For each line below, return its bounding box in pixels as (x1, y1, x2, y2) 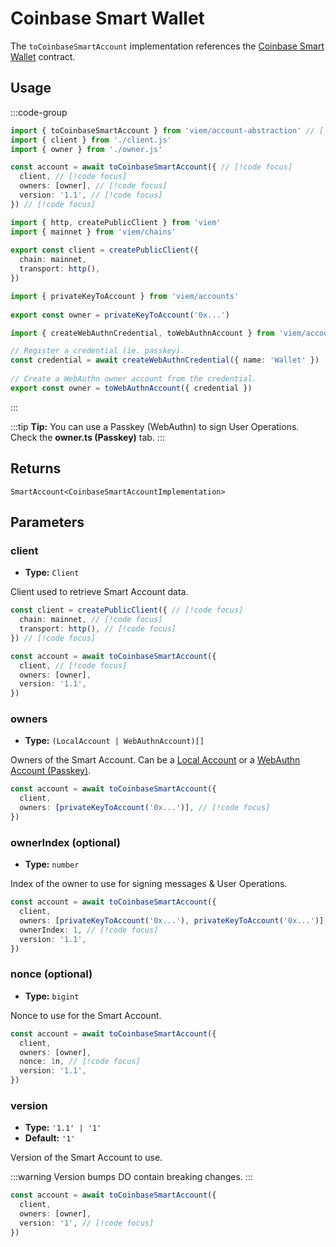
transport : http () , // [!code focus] (19, 624, 177, 634)
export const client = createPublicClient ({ (10, 245, 199, 256)
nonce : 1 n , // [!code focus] (19, 1057, 141, 1067)
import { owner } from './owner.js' (10, 144, 163, 154)
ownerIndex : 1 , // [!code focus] (19, 925, 159, 935)
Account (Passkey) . (10, 765, 92, 777)
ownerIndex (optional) (10, 835, 121, 849)
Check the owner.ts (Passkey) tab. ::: (10, 431, 165, 443)
